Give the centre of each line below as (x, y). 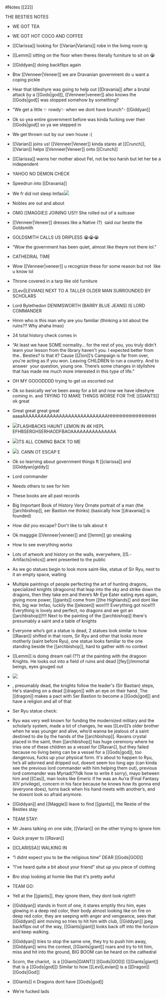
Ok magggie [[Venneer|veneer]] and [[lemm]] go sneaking (72, 535)
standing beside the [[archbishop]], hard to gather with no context (80, 646)
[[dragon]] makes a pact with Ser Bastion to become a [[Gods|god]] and (86, 696)
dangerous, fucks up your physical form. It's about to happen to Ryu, (83, 757)
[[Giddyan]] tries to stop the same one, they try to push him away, (80, 941)
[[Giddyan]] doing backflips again (47, 65)
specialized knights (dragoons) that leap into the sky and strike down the (86, 589)
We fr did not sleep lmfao (38, 194)
